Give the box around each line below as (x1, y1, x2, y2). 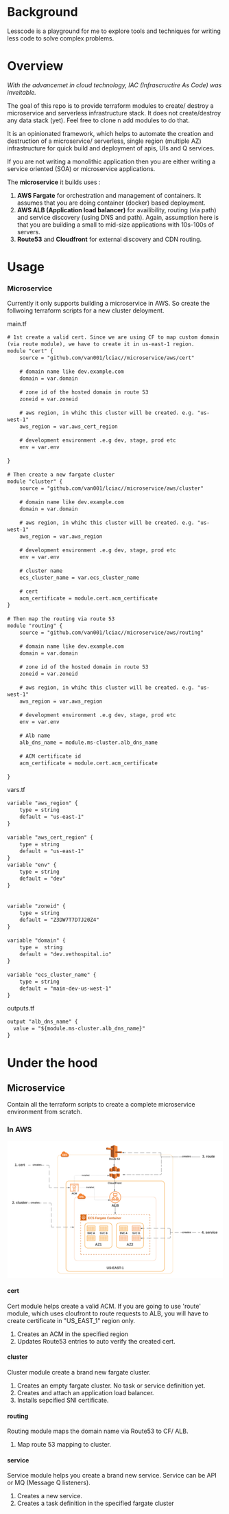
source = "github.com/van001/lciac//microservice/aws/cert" (19, 354, 195, 361)
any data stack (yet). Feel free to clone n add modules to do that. (7, 116, 190, 124)
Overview (7, 58, 64, 74)
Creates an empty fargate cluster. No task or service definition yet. (16, 1381, 206, 1390)
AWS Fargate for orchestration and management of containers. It (16, 191, 202, 199)
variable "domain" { (7, 937, 67, 945)
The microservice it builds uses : (7, 178, 101, 186)
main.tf (7, 320, 27, 328)
